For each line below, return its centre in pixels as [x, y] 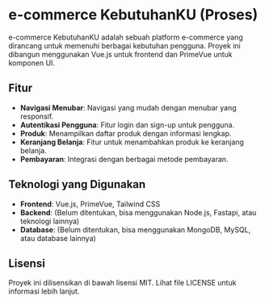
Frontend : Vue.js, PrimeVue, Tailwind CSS [90, 204]
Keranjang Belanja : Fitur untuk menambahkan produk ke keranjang [132, 142]
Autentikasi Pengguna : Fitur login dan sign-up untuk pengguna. [127, 125]
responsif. [37, 116]
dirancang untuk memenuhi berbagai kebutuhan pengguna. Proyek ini [124, 45]
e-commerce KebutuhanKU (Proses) [133, 15]
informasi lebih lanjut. [44, 291]
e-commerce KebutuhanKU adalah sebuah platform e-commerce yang [126, 37]
